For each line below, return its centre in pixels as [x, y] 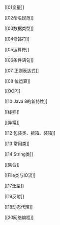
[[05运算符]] [17, 49]
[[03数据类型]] [19, 28]
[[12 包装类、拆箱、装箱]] [30, 133]
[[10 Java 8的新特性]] [26, 101]
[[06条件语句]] [19, 60]
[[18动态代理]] [19, 207]
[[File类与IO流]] [20, 175]
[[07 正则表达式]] [22, 71]
